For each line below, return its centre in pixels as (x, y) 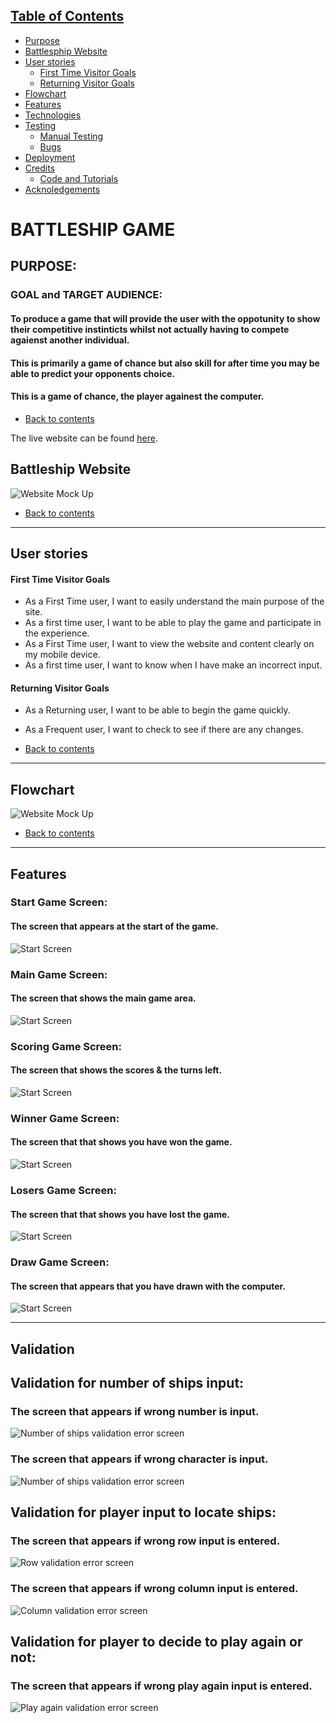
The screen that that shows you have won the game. (121, 1142)
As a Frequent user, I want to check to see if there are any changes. (164, 730)
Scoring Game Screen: (66, 1046)
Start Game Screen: (59, 902)
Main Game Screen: (59, 974)
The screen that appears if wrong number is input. (135, 1411)
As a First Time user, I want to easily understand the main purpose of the (174, 601)
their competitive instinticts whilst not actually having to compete (150, 329)
